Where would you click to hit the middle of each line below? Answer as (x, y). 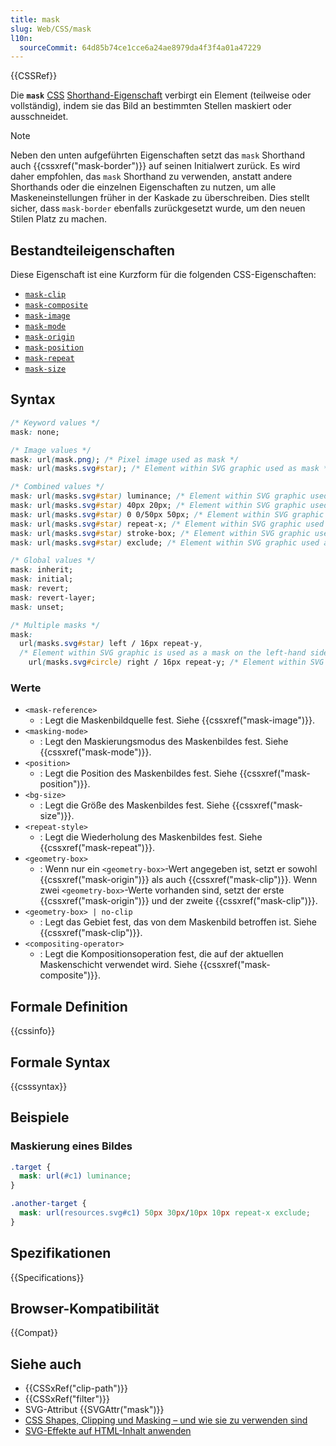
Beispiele (40, 1117)
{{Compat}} (34, 1333)
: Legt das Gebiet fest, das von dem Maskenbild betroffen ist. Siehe (178, 922)
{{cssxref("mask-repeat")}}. (97, 848)
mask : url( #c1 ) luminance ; (75, 1176)
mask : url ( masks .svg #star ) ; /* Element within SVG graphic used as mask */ (171, 469)
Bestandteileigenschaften (93, 250)
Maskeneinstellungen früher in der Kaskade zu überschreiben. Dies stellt (160, 198)
